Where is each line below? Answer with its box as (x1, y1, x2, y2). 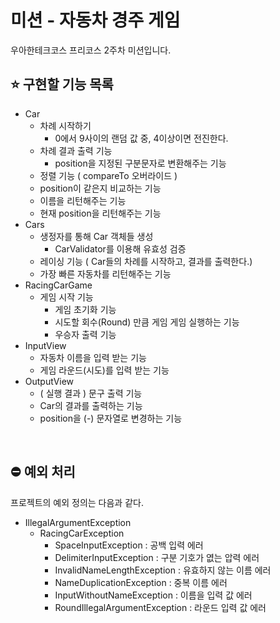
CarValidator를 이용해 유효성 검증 (54, 242, 187, 255)
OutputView (24, 375, 75, 387)
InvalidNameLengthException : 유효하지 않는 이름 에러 (54, 564, 272, 576)
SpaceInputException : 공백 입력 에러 (54, 539, 204, 551)
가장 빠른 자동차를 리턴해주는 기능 (39, 267, 172, 280)
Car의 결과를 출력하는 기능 (39, 399, 143, 411)
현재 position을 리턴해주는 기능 (39, 207, 162, 219)
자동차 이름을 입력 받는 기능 (39, 351, 147, 363)
